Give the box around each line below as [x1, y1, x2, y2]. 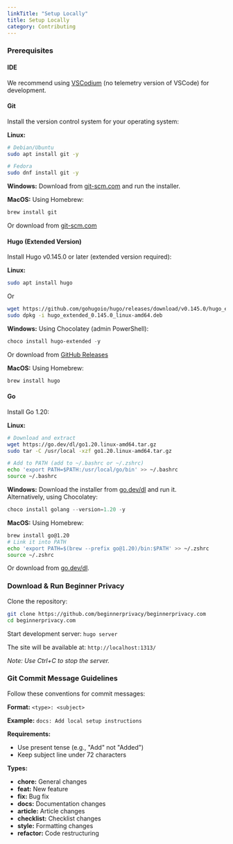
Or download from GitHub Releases [7, 350, 109, 359]
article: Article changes [17, 807, 85, 815]
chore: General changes [17, 777, 87, 786]
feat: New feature [17, 784, 69, 793]
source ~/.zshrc [7, 551, 54, 558]
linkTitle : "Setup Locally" [7, 10, 89, 17]
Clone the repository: [7, 597, 68, 605]
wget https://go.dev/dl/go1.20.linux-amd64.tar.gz [7, 441, 157, 448]
